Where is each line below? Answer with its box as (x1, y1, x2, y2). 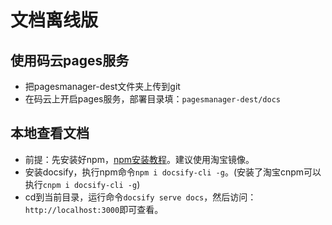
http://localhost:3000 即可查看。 (24, 203, 164, 215)
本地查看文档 (10, 125, 90, 142)
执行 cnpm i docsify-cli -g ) (24, 178, 141, 190)
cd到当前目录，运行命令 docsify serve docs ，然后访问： (24, 191, 257, 203)
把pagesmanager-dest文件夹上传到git (24, 81, 181, 92)
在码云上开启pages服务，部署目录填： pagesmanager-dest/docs (24, 93, 282, 105)
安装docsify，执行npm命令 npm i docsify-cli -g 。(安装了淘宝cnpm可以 (24, 166, 322, 178)
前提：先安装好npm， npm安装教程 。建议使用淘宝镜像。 (24, 153, 255, 165)
